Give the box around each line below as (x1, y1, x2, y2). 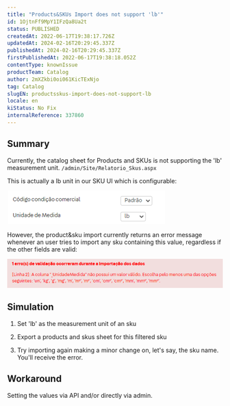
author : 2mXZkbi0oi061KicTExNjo (7, 76, 99, 83)
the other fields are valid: (7, 245, 77, 253)
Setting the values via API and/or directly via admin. (7, 391, 153, 399)
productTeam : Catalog (7, 68, 69, 75)
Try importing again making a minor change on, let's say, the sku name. (16, 346, 219, 354)
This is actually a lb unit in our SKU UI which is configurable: (7, 176, 177, 185)
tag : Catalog (7, 83, 44, 90)
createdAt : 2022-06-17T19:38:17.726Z (7, 33, 115, 40)
